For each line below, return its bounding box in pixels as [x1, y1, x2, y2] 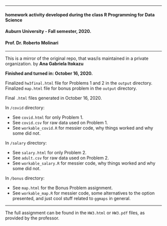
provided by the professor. [5, 215, 60, 221]
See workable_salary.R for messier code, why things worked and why [12, 160, 156, 166]
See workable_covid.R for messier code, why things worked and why [12, 125, 153, 131]
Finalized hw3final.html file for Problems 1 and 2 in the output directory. [5, 80, 153, 86]
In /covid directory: [5, 105, 45, 111]
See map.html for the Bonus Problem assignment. [12, 185, 113, 191]
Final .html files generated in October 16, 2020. [5, 95, 102, 101]
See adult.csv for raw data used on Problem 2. [12, 155, 109, 161]
